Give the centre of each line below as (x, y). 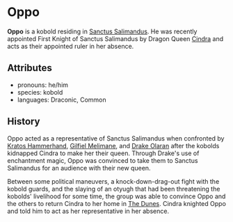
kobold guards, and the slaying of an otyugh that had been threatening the (114, 189)
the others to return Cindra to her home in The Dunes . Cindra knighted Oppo (116, 203)
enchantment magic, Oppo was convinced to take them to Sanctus (103, 160)
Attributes (30, 68)
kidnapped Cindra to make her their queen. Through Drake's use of (103, 153)
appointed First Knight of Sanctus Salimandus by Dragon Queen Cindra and (115, 38)
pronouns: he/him (42, 85)
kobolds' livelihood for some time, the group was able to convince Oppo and (116, 196)
